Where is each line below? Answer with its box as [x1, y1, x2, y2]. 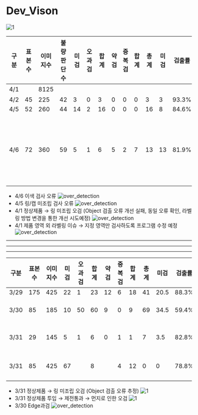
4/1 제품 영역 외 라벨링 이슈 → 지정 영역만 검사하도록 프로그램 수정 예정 [14, 222, 178, 229]
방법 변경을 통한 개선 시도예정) [21, 214, 91, 222]
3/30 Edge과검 [14, 402, 50, 409]
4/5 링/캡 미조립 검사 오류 [14, 199, 74, 207]
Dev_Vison [6, 4, 58, 18]
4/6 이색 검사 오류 [14, 192, 57, 199]
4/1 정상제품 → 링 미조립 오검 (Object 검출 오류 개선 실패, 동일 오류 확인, [14, 207, 181, 214]
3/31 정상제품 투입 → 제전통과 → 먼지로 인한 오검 [14, 394, 128, 401]
